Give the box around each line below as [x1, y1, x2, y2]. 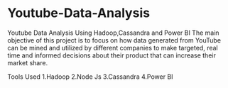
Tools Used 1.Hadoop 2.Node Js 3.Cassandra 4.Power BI [7, 72, 173, 81]
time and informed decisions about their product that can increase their [7, 51, 217, 60]
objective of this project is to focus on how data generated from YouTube [7, 35, 222, 44]
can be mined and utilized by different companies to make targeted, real [7, 43, 218, 52]
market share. [7, 58, 48, 67]
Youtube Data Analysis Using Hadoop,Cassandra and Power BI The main [7, 28, 219, 37]
